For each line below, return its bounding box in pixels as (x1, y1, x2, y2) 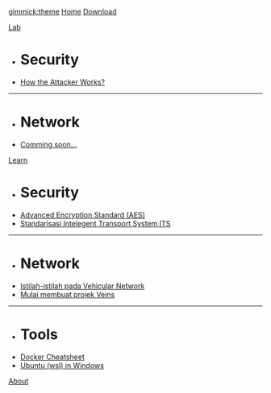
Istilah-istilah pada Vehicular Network (19, 281, 145, 291)
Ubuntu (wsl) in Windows (19, 360, 105, 370)
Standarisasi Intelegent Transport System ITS (19, 218, 171, 228)
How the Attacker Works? (19, 77, 106, 87)
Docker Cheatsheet (19, 352, 85, 362)
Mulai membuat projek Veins (19, 289, 115, 299)
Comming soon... (19, 139, 77, 149)
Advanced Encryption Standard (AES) (19, 209, 145, 220)
